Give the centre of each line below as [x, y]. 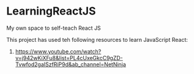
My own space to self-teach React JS [54, 28]
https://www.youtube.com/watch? [58, 51]
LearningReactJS [51, 11]
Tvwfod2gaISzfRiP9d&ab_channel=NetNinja [71, 64]
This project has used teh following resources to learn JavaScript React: [97, 39]
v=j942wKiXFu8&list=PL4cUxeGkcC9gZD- [69, 58]
